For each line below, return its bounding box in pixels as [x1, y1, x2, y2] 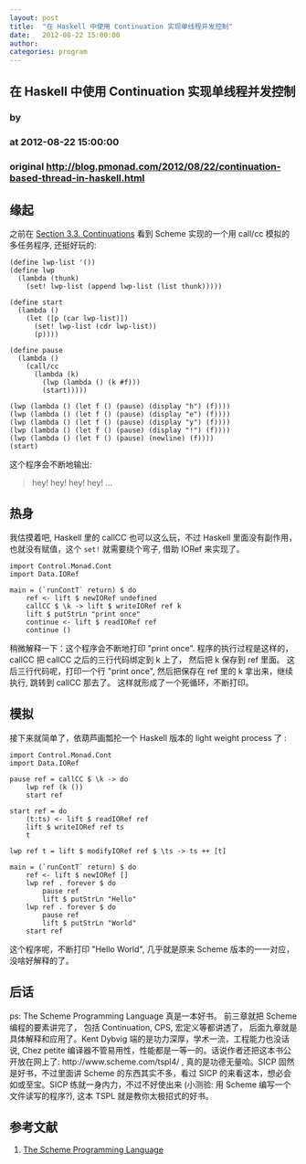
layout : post [9, 13, 59, 23]
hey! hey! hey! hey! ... [31, 477, 112, 489]
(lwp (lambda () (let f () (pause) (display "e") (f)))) [9, 410, 231, 419]
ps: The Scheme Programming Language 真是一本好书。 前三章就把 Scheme [9, 1011, 298, 1021]
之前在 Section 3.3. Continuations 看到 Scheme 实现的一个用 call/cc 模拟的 [9, 228, 290, 239]
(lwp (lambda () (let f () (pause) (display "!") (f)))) [9, 426, 231, 435]
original [9, 161, 45, 174]
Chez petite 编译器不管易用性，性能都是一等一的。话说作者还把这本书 [21, 1044, 284, 1055]
